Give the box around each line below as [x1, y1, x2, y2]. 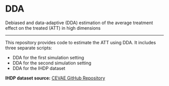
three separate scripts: [5, 45, 52, 51]
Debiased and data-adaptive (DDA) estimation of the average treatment [5, 20, 153, 26]
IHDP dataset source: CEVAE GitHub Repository [5, 75, 106, 81]
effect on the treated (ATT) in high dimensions [5, 25, 101, 31]
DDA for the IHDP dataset [12, 65, 65, 71]
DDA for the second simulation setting [12, 60, 92, 66]
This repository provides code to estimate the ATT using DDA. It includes [5, 39, 156, 45]
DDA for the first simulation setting [12, 54, 84, 60]
